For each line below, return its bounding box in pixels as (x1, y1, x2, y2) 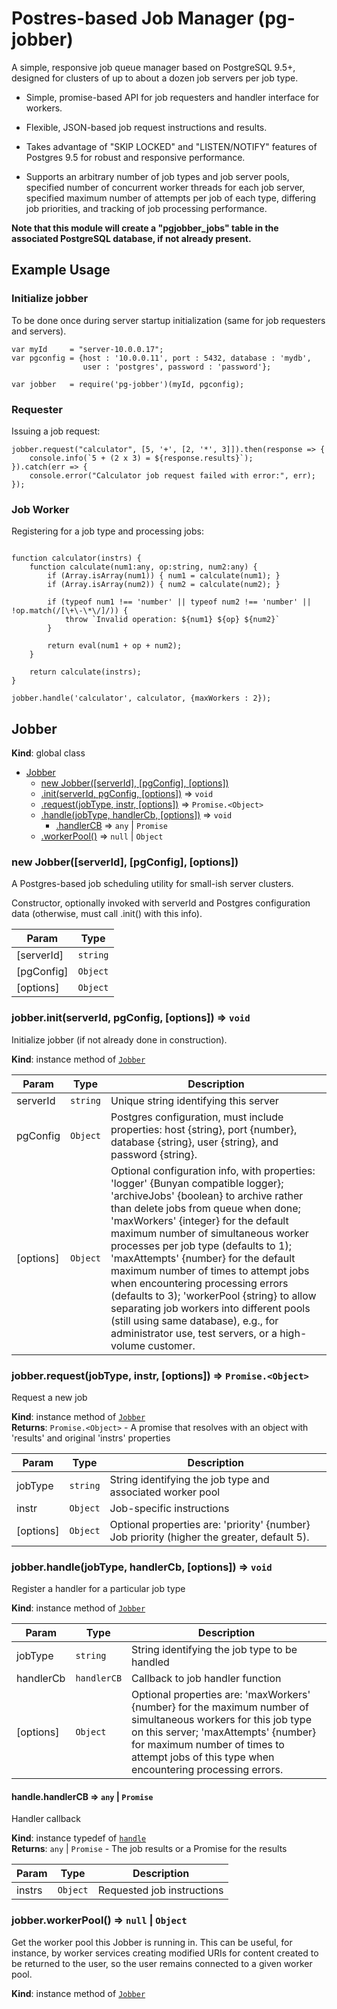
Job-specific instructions (109, 1501, 230, 1515)
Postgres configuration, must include (110, 1110, 284, 1124)
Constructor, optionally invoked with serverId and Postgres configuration (11, 897, 311, 909)
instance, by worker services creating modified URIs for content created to (11, 1947, 319, 1959)
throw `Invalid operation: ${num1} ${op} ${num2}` (64, 615, 281, 625)
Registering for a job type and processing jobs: (11, 525, 204, 537)
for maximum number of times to (131, 1738, 285, 1752)
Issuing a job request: (11, 425, 101, 437)
